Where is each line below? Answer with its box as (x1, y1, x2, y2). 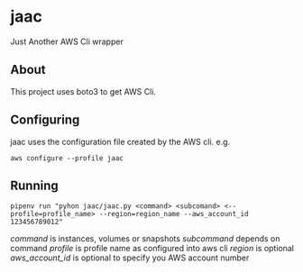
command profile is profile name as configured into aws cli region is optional (10, 243, 294, 254)
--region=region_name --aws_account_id (98, 210, 249, 219)
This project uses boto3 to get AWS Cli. (10, 86, 157, 96)
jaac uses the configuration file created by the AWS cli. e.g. (10, 136, 231, 147)
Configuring (10, 113, 80, 128)
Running (10, 177, 60, 193)
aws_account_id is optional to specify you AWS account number (10, 252, 250, 263)
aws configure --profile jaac (10, 153, 124, 163)
